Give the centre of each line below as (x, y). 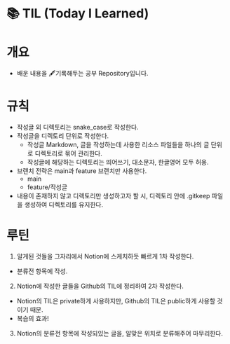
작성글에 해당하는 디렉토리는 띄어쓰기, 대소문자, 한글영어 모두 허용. (118, 163)
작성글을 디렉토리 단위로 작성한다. (63, 136)
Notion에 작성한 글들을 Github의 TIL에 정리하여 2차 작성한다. (100, 286)
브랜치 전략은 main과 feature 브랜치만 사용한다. (82, 171)
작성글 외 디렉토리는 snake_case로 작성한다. (77, 128)
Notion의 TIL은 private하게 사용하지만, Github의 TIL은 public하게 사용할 (116, 301)
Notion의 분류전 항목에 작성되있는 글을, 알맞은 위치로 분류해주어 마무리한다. (120, 333)
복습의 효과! (33, 318)
